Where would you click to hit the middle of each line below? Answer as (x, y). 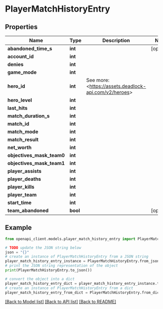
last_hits (17, 108)
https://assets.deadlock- (118, 86)
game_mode (22, 72)
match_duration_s (29, 116)
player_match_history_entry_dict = (41, 283)
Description (116, 41)
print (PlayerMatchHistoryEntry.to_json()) (49, 270)
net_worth (19, 147)
